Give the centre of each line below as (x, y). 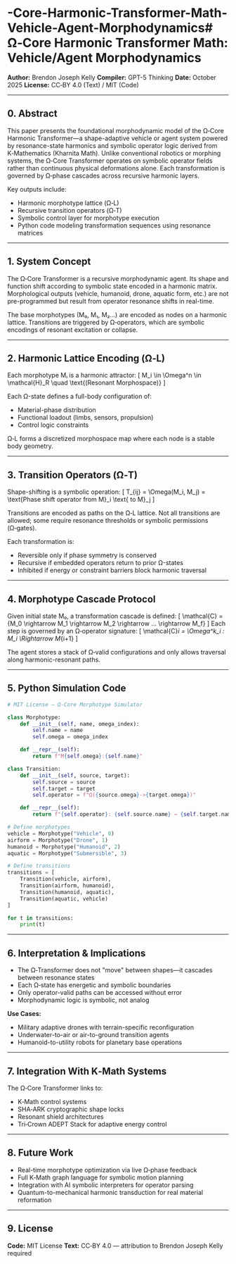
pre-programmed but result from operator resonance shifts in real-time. (111, 301)
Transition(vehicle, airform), (66, 879)
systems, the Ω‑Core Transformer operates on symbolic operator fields (110, 161)
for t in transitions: (40, 918)
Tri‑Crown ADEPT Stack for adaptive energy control (92, 1124)
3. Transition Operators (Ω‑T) (73, 475)
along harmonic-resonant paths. (54, 659)
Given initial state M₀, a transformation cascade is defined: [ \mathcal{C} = (115, 616)
